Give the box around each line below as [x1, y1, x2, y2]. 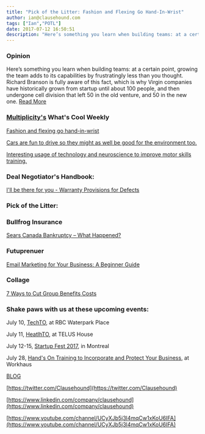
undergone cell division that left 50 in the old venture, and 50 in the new [6, 91, 187, 99]
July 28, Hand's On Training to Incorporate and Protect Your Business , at [6, 354, 189, 361]
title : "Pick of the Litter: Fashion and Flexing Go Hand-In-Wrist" [6, 9, 184, 15]
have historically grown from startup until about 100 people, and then [6, 85, 180, 92]
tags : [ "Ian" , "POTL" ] [6, 20, 62, 26]
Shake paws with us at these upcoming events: [6, 305, 149, 313]
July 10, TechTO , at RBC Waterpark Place [6, 319, 110, 326]
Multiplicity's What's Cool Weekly [6, 113, 110, 122]
